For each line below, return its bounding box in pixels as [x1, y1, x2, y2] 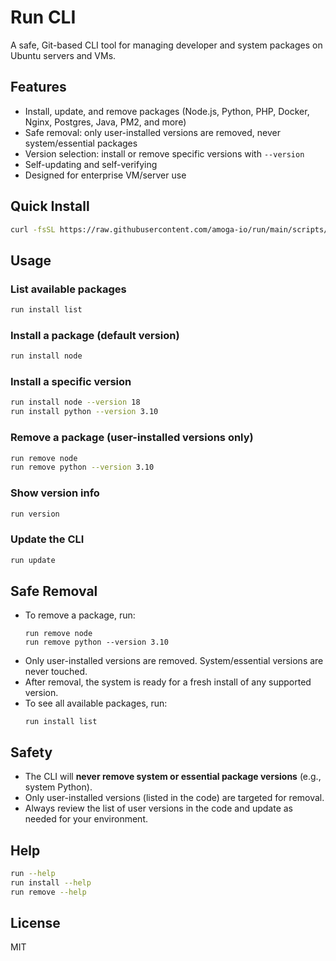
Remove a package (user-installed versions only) [10, 431, 254, 445]
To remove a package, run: [24, 609, 136, 621]
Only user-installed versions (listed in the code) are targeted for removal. [24, 792, 325, 804]
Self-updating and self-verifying [24, 158, 158, 170]
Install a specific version [10, 375, 132, 389]
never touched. [24, 666, 88, 678]
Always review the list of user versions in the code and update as [24, 802, 293, 815]
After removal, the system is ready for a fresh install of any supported [24, 676, 312, 688]
